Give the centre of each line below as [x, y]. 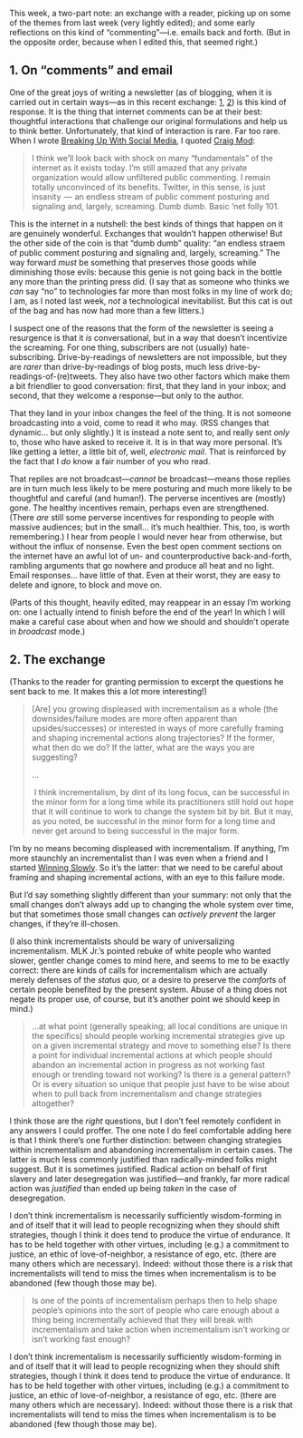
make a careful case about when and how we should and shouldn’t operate [149, 621]
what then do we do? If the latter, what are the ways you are [143, 747]
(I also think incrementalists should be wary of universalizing [122, 941]
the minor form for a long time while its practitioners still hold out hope [162, 802]
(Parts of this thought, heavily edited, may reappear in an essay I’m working [150, 602]
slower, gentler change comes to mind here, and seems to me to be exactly [149, 960]
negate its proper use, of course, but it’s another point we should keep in [145, 999]
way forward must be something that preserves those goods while [133, 262]
